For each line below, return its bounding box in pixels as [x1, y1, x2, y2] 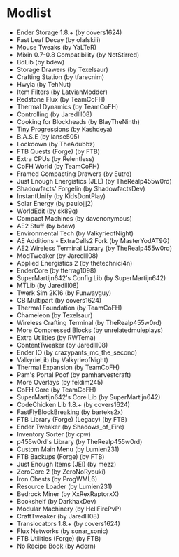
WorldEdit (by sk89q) [16, 207, 78, 215]
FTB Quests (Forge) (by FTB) [16, 147, 101, 156]
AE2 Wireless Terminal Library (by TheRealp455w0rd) [16, 244, 173, 252]
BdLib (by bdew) [16, 57, 65, 66]
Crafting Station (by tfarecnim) [16, 72, 105, 81]
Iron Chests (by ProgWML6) [16, 474, 98, 483]
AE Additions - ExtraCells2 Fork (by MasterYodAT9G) [16, 236, 170, 245]
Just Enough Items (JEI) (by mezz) [16, 460, 117, 468]
